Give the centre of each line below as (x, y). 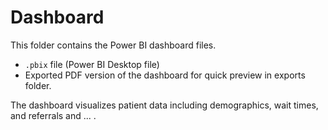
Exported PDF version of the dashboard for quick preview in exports (165, 75)
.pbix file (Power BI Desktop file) (92, 64)
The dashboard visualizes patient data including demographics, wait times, (164, 105)
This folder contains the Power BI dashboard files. (113, 45)
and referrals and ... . (53, 115)
